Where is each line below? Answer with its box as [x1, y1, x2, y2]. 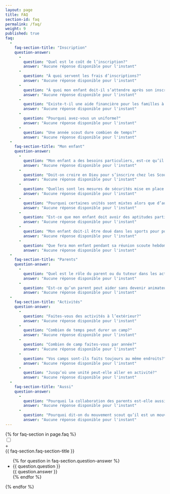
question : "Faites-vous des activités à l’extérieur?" [23, 314, 142, 319]
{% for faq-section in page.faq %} [5, 431, 76, 437]
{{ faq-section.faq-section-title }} [5, 448, 75, 454]
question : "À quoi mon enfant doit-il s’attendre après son [23, 87, 153, 93]
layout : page [5, 7, 33, 13]
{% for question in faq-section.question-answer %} [12, 458, 120, 464]
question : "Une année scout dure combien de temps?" [23, 130, 137, 135]
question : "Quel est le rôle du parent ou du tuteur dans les [23, 271, 157, 276]
